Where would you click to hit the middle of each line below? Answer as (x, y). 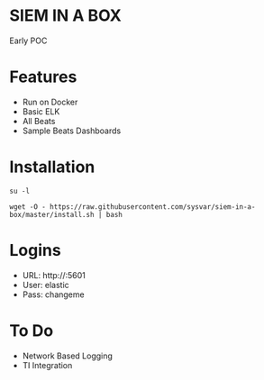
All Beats (39, 121)
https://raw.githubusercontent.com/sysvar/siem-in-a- (152, 207)
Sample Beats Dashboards (72, 131)
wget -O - (28, 207)
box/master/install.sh (52, 214)
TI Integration (47, 365)
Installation (52, 167)
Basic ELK (41, 111)
